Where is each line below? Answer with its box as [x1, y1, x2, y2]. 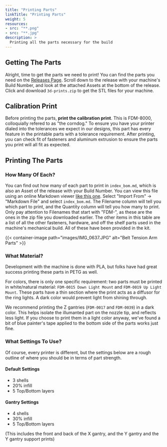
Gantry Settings [5, 399, 39, 405]
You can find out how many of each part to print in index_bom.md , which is [5, 183, 156, 189]
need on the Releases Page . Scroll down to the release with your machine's [5, 77, 160, 83]
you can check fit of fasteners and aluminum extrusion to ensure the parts [5, 136, 158, 142]
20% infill [12, 383, 32, 389]
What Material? [5, 252, 43, 259]
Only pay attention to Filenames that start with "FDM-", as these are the [5, 209, 152, 215]
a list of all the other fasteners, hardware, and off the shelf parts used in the [5, 220, 161, 226]
